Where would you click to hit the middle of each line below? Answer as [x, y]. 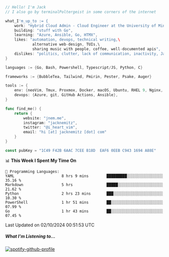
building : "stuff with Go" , [44, 30]
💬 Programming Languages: [32, 172]
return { [23, 113]
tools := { [17, 85]
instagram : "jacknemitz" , [51, 123]
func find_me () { [23, 109]
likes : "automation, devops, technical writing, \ [67, 40]
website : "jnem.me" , [45, 118]
